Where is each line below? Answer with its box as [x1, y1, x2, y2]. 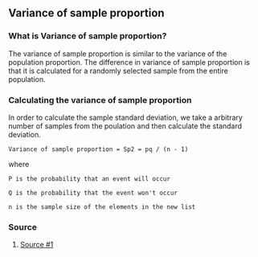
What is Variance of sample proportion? [8, 31, 167, 42]
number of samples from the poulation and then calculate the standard [8, 120, 243, 131]
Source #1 [19, 240, 54, 250]
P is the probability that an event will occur [8, 174, 171, 183]
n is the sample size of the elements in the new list [8, 202, 196, 211]
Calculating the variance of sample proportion [8, 94, 192, 105]
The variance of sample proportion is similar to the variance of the [8, 48, 227, 59]
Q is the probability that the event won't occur [8, 189, 178, 197]
